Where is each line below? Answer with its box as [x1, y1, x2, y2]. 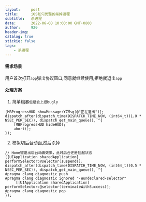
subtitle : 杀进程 [5, 16, 42, 21]
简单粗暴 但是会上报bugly [12, 99, 58, 104]
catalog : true [5, 34, 34, 39]
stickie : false [5, 39, 36, 44]
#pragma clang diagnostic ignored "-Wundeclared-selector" [5, 176, 127, 181]
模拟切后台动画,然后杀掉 [12, 139, 60, 146]
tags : [5, 43, 16, 48]
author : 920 [5, 25, 38, 30]
